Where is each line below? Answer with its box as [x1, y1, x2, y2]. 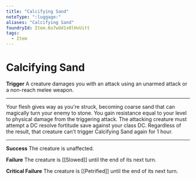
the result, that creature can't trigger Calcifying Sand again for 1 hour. [6, 128, 173, 135]
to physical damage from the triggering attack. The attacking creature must [6, 115, 187, 123]
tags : [6, 30, 19, 36]
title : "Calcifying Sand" [6, 8, 69, 15]
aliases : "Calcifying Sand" [6, 19, 75, 25]
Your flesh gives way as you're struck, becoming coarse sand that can [6, 103, 175, 110]
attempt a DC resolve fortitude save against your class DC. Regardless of [6, 122, 181, 129]
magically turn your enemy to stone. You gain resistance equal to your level [6, 109, 187, 116]
